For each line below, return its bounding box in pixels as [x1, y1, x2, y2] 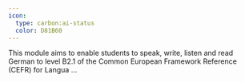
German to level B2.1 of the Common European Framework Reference [8, 57, 238, 66]
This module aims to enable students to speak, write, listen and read [8, 49, 234, 58]
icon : [8, 11, 26, 20]
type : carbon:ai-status [15, 19, 94, 27]
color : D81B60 [15, 26, 62, 34]
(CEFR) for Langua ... [8, 65, 78, 75]
